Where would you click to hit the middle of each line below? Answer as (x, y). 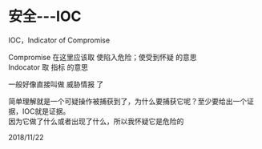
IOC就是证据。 (46, 111)
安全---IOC (45, 16)
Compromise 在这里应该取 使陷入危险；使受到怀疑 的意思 (103, 57)
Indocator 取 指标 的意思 (48, 67)
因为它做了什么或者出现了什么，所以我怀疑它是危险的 (96, 121)
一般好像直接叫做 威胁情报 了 (56, 84)
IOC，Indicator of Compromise (59, 40)
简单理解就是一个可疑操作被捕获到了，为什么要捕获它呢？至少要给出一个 (127, 101)
